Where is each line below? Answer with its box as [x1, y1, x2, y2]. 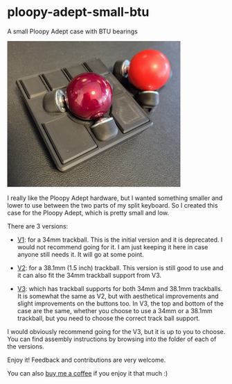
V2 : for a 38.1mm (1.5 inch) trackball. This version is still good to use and [17, 263, 224, 272]
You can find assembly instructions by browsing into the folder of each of [7, 335, 217, 343]
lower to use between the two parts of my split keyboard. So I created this [7, 201, 218, 209]
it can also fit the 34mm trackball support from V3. [17, 271, 161, 279]
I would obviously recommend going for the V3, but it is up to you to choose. [7, 327, 226, 335]
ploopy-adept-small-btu [7, 4, 150, 20]
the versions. [7, 342, 44, 351]
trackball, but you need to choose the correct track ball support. [17, 314, 201, 322]
